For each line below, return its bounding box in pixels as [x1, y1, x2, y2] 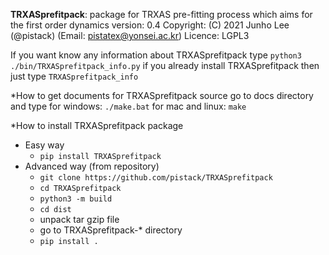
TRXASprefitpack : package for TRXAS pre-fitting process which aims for [10, 9, 313, 20]
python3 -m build [39, 194, 113, 204]
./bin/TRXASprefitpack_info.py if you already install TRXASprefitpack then [10, 60, 320, 71]
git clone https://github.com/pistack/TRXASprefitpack [39, 173, 273, 183]
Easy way [24, 139, 65, 151]
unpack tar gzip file [39, 214, 120, 225]
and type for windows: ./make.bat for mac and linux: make [10, 100, 247, 112]
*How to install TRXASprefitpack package [10, 120, 184, 131]
